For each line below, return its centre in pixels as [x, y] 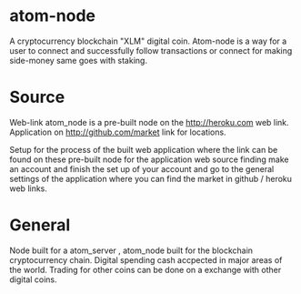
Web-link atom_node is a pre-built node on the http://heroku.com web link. [149, 122]
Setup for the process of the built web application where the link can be [144, 149]
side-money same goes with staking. [79, 60]
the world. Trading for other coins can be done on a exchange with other [145, 269]
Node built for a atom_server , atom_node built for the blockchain [131, 250]
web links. [29, 188]
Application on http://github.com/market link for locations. [118, 132]
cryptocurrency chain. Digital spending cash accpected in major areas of [146, 259]
